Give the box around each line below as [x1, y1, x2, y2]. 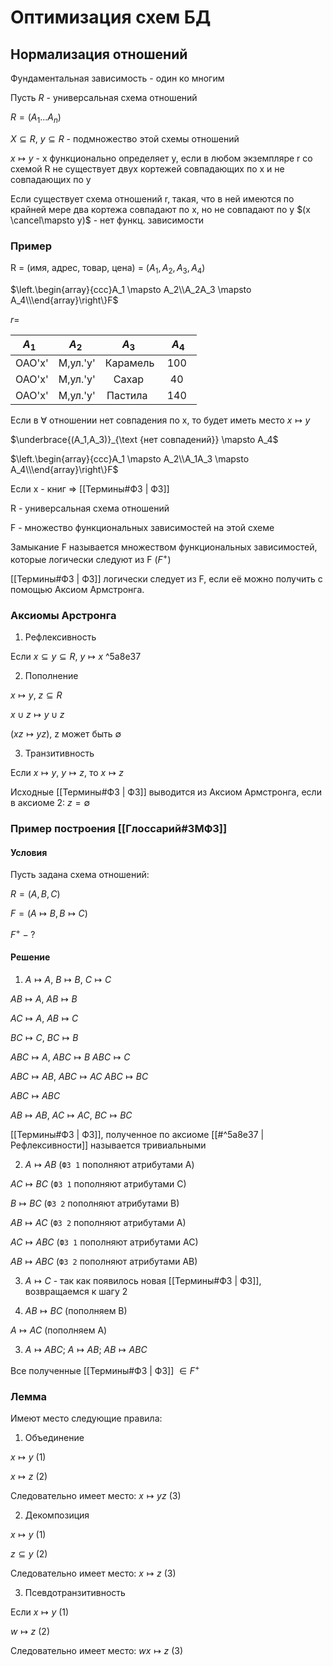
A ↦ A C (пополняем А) [10, 1324, 108, 1336]
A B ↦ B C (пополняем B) [24, 1305, 128, 1317]
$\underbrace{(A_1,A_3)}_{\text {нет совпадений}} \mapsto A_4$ [10, 434, 279, 446]
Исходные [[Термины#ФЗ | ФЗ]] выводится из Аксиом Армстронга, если [10, 786, 322, 798]
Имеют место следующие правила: [10, 1412, 163, 1424]
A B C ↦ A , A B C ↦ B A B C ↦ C [10, 1051, 131, 1063]
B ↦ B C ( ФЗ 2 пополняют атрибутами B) [10, 1197, 180, 1210]
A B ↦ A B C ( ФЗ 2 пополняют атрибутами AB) [10, 1256, 198, 1268]
